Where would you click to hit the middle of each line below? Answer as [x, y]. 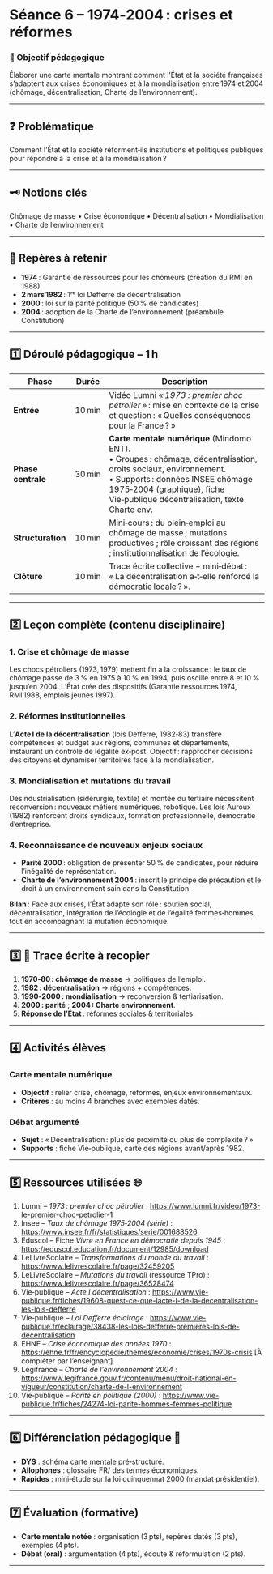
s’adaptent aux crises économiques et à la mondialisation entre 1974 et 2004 [136, 83]
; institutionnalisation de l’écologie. [174, 552]
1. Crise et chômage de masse [69, 652]
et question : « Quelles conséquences [180, 415]
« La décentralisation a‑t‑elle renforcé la [184, 576]
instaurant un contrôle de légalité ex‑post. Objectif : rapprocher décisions [131, 751]
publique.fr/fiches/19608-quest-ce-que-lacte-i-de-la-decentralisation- [139, 1300]
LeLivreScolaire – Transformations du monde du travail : [115, 1257]
